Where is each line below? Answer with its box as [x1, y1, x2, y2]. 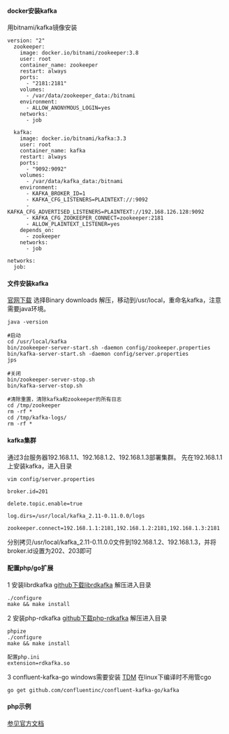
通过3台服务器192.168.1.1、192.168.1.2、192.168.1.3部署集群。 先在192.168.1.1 [7, 453, 223, 461]
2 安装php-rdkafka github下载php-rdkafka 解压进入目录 [7, 614, 168, 622]
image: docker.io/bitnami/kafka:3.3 [20, 135, 127, 143]
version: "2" [7, 37, 45, 45]
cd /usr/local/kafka [7, 338, 68, 345]
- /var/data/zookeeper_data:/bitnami [25, 92, 136, 99]
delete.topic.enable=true [7, 500, 82, 507]
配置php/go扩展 [7, 563, 54, 573]
